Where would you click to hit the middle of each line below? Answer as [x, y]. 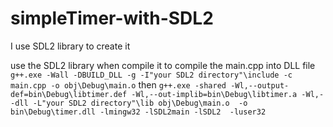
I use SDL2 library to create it [70, 46]
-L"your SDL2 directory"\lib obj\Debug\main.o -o [140, 103]
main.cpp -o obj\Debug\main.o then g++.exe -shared [118, 84]
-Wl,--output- [260, 85]
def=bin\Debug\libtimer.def [69, 94]
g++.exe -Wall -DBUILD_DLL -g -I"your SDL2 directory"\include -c [151, 75]
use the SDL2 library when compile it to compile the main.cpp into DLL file [163, 65]
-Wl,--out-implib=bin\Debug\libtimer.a [214, 94]
